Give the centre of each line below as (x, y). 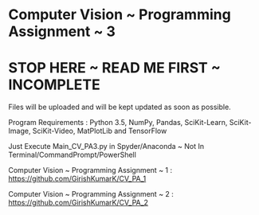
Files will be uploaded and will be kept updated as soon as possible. (120, 107)
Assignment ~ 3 (62, 31)
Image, (20, 131)
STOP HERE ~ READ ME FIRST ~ (114, 68)
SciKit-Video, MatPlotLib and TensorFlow (100, 131)
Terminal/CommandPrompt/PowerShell (73, 155)
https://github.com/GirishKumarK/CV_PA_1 (77, 179)
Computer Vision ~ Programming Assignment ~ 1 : (90, 170)
